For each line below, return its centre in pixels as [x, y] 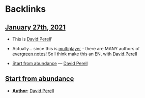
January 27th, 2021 [35, 27]
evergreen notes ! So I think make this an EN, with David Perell [74, 54]
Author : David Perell [33, 91]
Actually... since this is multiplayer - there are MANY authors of [76, 49]
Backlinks [26, 9]
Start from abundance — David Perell [50, 63]
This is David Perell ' [32, 39]
